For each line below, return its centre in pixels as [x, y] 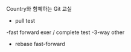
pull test [25, 21]
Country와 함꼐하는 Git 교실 [39, 9]
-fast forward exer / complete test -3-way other [65, 32]
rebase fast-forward [40, 44]
